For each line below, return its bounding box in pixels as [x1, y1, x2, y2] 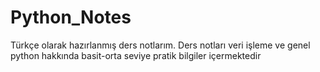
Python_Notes [10, 6, 132, 29]
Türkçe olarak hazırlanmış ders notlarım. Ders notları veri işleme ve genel [10, 39, 311, 51]
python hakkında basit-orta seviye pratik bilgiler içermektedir [10, 49, 262, 61]
